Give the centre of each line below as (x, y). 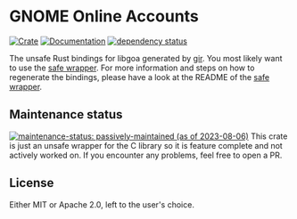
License (32, 183)
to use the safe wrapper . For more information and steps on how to (132, 68)
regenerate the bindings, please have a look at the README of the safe (140, 77)
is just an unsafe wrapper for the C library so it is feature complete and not (146, 145)
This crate (269, 136)
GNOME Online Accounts (104, 16)
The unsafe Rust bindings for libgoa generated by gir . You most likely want (146, 58)
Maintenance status (66, 114)
